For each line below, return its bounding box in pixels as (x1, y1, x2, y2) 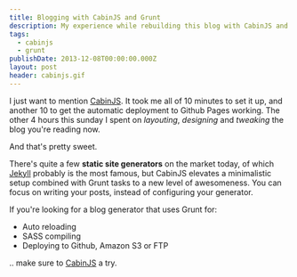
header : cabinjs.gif (9, 71, 86, 80)
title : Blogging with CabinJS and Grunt (9, 12, 162, 22)
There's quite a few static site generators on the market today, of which (9, 158, 274, 169)
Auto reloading (21, 221, 77, 232)
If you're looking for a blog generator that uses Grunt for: (9, 204, 218, 215)
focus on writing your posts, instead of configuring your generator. (9, 186, 253, 197)
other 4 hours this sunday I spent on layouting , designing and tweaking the (9, 114, 285, 125)
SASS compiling (21, 231, 82, 241)
